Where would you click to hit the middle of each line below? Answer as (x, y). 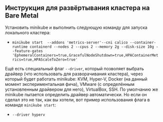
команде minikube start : (31, 105)
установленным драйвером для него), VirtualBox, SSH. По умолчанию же (81, 89)
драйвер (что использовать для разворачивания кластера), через (74, 74)
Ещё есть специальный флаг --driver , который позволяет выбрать (75, 68)
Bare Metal (22, 16)
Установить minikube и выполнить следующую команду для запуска (76, 27)
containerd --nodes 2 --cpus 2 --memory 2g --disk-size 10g (92, 47)
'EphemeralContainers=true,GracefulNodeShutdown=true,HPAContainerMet (85, 55)
